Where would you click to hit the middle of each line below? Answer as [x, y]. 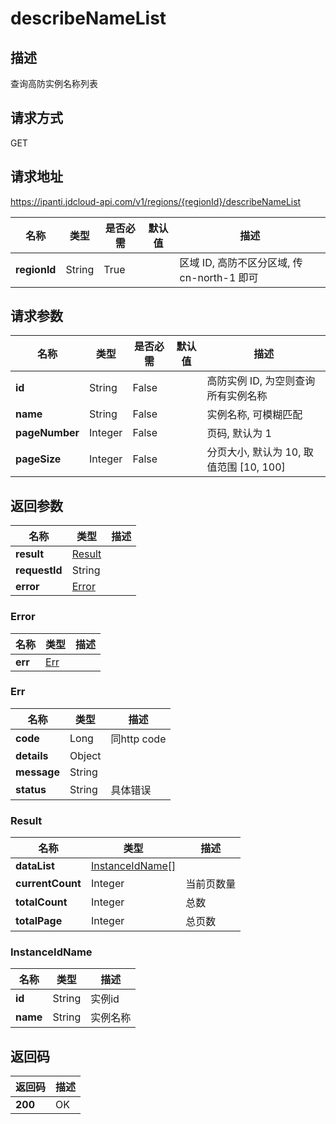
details [32, 755]
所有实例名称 [237, 396]
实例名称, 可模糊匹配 [254, 415]
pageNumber [47, 433]
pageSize [38, 459]
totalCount [41, 902]
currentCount [48, 884]
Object [85, 755]
